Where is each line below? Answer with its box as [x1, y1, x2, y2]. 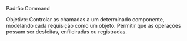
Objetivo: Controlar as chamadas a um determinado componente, [6, 16, 165, 23]
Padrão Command [6, 5, 50, 12]
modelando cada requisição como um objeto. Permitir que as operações [6, 23, 181, 29]
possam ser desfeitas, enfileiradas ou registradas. [6, 28, 128, 35]
